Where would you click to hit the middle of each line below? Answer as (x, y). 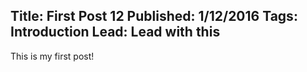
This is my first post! (52, 56)
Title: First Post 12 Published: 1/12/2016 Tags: (154, 16)
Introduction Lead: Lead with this (115, 32)
